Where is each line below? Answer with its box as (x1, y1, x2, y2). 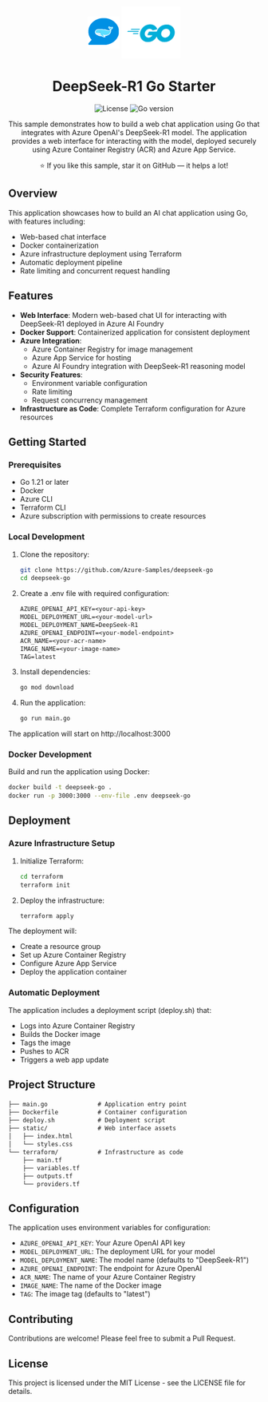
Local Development (8, 531, 85, 542)
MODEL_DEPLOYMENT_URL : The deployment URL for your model (19, 1247, 215, 1257)
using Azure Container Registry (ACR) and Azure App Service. (31, 145, 237, 154)
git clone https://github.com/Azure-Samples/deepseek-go (19, 566, 214, 574)
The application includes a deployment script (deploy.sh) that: (8, 1005, 212, 1015)
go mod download (19, 684, 74, 692)
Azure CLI (19, 494, 53, 504)
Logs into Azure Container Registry (19, 1021, 136, 1031)
